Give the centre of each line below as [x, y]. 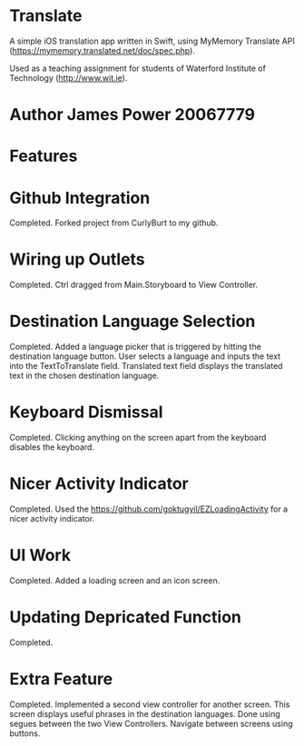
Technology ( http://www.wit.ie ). [69, 77]
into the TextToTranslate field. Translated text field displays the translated [146, 366]
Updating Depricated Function [126, 617]
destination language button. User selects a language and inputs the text [145, 356]
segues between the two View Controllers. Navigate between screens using [151, 723]
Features [44, 156]
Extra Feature [61, 679]
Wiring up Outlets [77, 259]
